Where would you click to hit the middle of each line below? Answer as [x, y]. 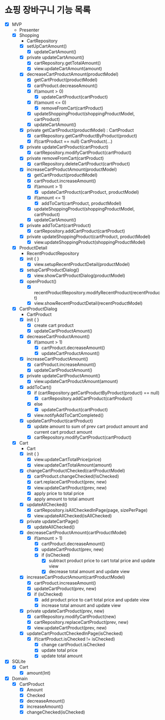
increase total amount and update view [81, 605]
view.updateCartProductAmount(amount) [76, 381]
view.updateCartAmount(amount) [68, 69]
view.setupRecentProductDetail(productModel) [82, 264]
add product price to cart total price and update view [95, 600]
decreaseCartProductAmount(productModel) [73, 74]
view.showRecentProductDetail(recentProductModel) [88, 303]
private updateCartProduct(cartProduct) [67, 147]
